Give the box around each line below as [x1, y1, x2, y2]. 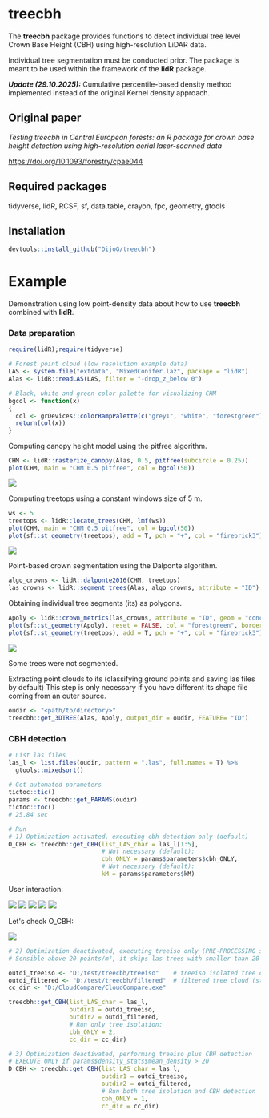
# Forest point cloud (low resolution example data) [8, 360, 188, 369]
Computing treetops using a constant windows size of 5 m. [8, 494, 203, 503]
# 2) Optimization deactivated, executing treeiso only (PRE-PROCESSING [8, 946, 256, 955]
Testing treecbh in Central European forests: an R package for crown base [8, 132, 255, 142]
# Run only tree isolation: [69, 1020, 163, 1028]
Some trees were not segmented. [8, 658, 118, 668]
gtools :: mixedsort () [15, 766, 84, 774]
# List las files [8, 751, 66, 759]
